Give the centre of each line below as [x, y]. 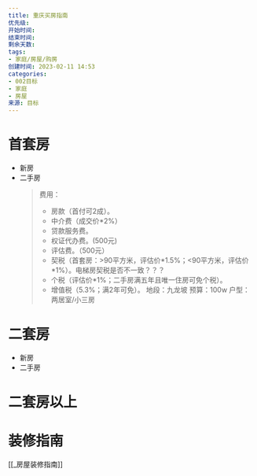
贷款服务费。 [72, 231]
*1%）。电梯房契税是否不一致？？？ [108, 270]
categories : [28, 74]
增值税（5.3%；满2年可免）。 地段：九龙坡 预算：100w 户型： [150, 290]
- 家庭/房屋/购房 [33, 60]
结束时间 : [22, 37]
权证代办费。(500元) [84, 241]
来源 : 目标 [24, 103]
